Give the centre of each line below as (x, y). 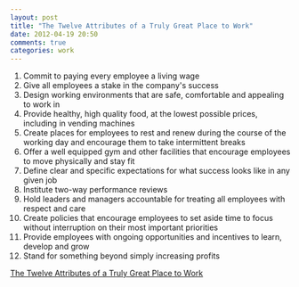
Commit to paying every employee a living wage (111, 76)
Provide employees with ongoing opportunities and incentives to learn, (153, 237)
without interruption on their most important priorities (121, 227)
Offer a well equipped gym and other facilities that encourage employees (157, 152)
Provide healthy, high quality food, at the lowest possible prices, (140, 114)
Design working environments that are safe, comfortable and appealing (153, 95)
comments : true (38, 42)
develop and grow (56, 247)
